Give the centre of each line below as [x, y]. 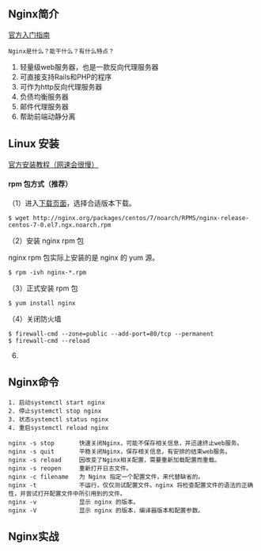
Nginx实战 [34, 537]
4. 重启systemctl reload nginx [59, 427]
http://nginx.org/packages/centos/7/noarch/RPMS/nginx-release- [141, 218]
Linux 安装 [34, 144]
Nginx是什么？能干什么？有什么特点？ [61, 51]
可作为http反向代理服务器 [61, 86]
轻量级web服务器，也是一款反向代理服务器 [89, 66]
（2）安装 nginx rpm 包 [46, 241]
